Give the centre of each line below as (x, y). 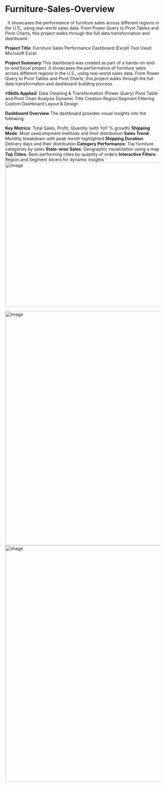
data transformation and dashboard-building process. (59, 84)
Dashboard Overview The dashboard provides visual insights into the (76, 113)
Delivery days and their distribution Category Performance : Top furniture (79, 143)
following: (15, 118)
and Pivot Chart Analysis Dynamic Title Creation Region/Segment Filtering (80, 98)
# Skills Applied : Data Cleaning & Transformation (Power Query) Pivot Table (82, 93)
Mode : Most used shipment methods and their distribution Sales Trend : (78, 133)
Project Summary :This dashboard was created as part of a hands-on (75, 63)
